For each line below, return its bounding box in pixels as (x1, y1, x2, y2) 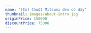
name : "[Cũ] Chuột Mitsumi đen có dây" (5, 7, 87, 12)
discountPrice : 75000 (5, 20, 50, 26)
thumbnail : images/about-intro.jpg (5, 12, 78, 16)
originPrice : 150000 (5, 16, 48, 21)
